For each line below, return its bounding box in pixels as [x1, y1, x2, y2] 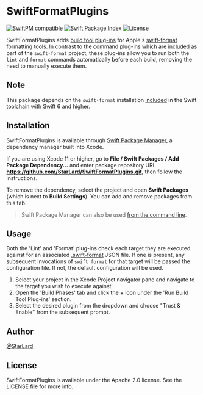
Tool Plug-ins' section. [15, 295, 72, 303]
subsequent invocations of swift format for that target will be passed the [6, 258, 191, 265]
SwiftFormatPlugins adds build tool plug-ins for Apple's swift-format [6, 36, 178, 43]
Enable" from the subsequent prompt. [15, 308, 110, 316]
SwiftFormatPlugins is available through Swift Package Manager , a [6, 136, 173, 144]
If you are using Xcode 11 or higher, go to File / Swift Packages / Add [6, 154, 179, 162]
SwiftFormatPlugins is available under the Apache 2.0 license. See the [6, 377, 182, 383]
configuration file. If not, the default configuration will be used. [6, 264, 163, 272]
